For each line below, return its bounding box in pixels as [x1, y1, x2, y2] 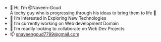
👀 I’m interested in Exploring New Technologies [9, 15, 107, 21]
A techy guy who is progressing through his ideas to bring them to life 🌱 [9, 10, 157, 16]
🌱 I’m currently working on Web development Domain [9, 20, 119, 26]
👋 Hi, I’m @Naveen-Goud [9, 5, 61, 10]
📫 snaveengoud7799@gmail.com [9, 31, 80, 37]
